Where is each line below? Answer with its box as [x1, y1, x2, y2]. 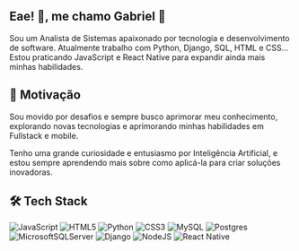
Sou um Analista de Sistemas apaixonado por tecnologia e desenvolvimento [9, 32, 290, 43]
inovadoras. [9, 167, 53, 177]
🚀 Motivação [9, 87, 81, 103]
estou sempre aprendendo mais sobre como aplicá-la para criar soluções [9, 157, 281, 168]
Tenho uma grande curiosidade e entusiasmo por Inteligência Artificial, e [9, 147, 278, 158]
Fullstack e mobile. [9, 130, 79, 141]
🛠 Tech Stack [9, 194, 88, 209]
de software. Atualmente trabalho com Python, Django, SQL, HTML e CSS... [9, 42, 289, 53]
